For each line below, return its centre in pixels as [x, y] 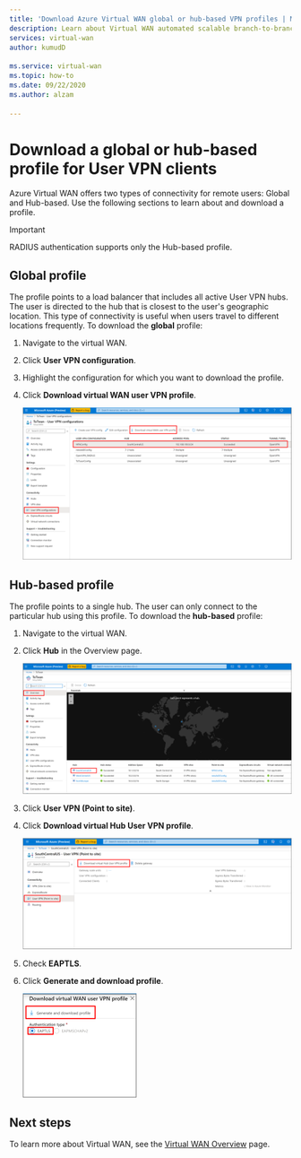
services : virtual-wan [52, 38]
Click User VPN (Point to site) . [79, 808]
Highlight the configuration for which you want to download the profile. [153, 378]
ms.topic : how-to [42, 76]
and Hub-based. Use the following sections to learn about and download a [146, 203]
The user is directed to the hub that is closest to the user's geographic [139, 307]
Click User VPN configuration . [79, 361]
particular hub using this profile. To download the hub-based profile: [136, 616]
